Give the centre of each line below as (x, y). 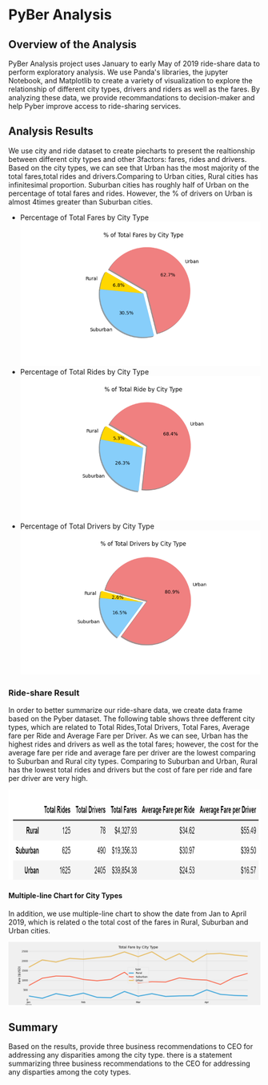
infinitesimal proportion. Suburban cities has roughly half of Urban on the (129, 184)
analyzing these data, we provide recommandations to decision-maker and (132, 97)
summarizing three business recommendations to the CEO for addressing (129, 1063)
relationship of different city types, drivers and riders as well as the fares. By (134, 89)
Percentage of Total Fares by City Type (84, 217)
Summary (33, 1028)
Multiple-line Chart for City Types (65, 896)
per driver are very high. (48, 779)
